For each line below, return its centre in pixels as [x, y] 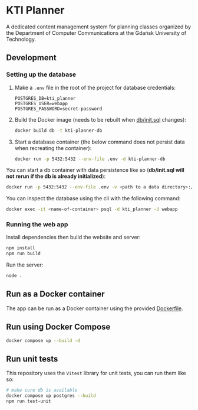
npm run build [24, 254]
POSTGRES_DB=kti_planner [45, 98]
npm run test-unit [29, 401]
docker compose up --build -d [43, 340]
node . [14, 276]
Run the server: [25, 265]
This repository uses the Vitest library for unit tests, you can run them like [96, 373]
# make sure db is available [42, 391]
